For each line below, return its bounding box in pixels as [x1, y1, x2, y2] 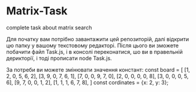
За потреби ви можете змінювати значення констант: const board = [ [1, [6, 66, 191, 73]
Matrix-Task [6, 4, 68, 18]
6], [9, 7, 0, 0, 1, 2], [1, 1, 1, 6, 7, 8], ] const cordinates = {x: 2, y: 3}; [6, 79, 169, 86]
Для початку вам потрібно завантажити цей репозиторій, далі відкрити [6, 35, 189, 42]
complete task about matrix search [6, 24, 92, 31]
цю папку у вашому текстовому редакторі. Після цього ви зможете [6, 42, 179, 49]
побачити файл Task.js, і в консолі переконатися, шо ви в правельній [6, 48, 183, 55]
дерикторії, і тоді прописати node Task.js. [6, 54, 112, 62]
